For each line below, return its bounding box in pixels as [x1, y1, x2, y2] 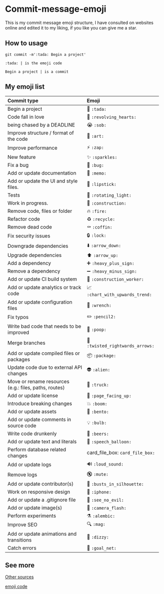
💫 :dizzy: [87, 533, 109, 540]
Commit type [7, 97, 39, 104]
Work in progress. [7, 200, 48, 207]
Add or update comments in [7, 416, 72, 423]
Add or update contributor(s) [7, 480, 74, 487]
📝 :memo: [87, 169, 107, 176]
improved [7, 329, 29, 336]
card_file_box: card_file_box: [87, 449, 155, 456]
